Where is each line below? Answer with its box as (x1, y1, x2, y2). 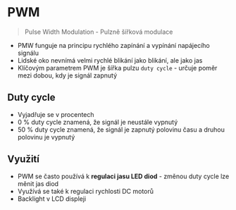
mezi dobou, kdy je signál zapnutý (17, 71, 118, 80)
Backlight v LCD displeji (17, 194, 87, 203)
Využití (7, 153, 40, 166)
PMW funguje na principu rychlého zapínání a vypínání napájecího (17, 41, 210, 49)
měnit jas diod (17, 179, 58, 187)
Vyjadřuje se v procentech (17, 110, 94, 118)
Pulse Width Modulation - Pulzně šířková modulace (24, 27, 173, 36)
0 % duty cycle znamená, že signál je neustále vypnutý (17, 118, 178, 126)
